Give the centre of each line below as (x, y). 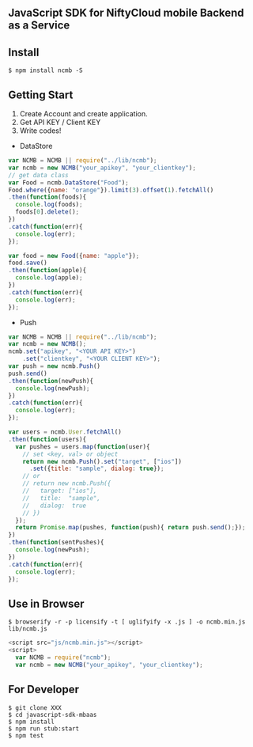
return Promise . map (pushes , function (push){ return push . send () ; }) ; (130, 528)
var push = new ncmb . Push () (55, 366)
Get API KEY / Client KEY (60, 123)
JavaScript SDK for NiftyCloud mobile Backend (126, 13)
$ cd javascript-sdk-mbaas (53, 715)
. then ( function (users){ (47, 439)
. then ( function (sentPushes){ (56, 542)
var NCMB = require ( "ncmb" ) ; (63, 657)
